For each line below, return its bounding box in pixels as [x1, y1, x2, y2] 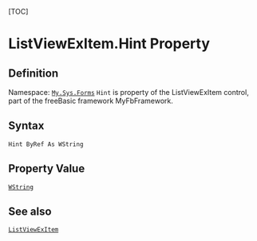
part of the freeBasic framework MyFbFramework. [8, 96, 173, 105]
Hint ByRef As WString [8, 140, 84, 148]
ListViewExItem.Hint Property [8, 35, 210, 53]
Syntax [8, 119, 45, 132]
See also [8, 205, 52, 219]
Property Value [8, 162, 85, 176]
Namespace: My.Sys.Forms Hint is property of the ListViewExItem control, [8, 88, 249, 97]
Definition [8, 66, 58, 80]
